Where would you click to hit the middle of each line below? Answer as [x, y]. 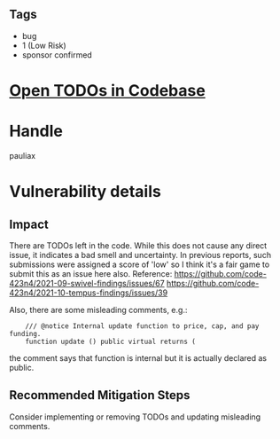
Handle [36, 131]
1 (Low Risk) [44, 45]
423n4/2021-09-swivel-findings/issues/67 [87, 283]
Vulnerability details [85, 192]
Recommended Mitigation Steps [100, 395]
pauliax [23, 155]
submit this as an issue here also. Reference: [91, 273]
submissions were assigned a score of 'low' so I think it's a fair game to [140, 264]
